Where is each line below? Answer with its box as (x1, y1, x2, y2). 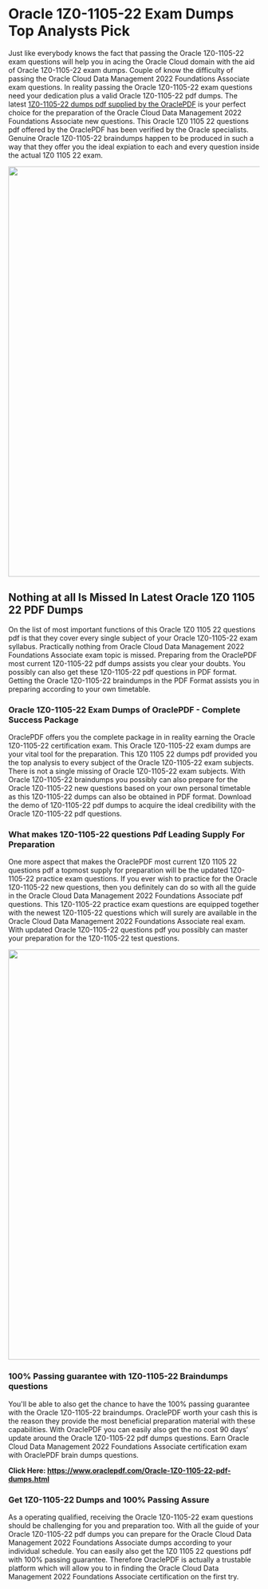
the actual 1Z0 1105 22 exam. (8, 150, 104, 160)
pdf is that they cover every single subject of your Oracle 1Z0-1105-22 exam (8, 633, 258, 643)
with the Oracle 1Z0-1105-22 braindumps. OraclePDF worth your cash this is (8, 1407, 258, 1417)
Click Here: (8, 1466, 46, 1475)
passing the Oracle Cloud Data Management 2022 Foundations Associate (8, 74, 250, 83)
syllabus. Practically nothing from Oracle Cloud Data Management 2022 (8, 641, 245, 651)
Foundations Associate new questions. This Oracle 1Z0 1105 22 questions (8, 116, 250, 126)
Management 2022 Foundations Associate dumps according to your (8, 1538, 233, 1547)
